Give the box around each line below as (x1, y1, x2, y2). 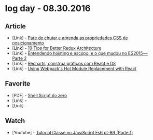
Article (5, 22, 26, 30)
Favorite (5, 80, 30, 88)
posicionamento (12, 40, 44, 46)
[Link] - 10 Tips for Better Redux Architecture (12, 45, 101, 51)
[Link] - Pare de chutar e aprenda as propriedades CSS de (12, 35, 128, 41)
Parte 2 (12, 56, 27, 61)
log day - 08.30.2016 (5, 3, 91, 14)
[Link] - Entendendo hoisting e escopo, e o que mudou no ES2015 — (12, 50, 148, 56)
